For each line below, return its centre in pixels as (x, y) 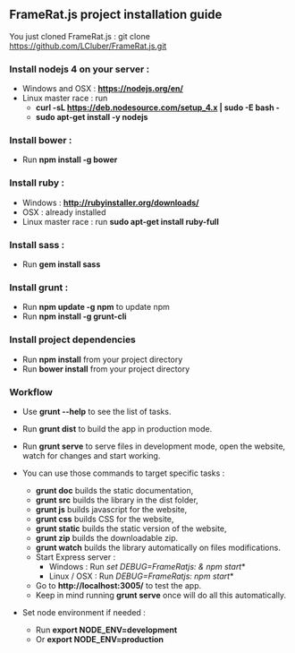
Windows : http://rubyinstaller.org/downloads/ (110, 202)
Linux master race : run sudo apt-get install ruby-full (120, 221)
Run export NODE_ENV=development (106, 630)
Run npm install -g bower (70, 159)
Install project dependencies (73, 339)
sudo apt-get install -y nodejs (92, 117)
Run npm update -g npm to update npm (96, 307)
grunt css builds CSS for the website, (105, 519)
